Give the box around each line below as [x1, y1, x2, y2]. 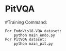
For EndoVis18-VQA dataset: [5, 28, 62, 33]
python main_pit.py [14, 41, 53, 46]
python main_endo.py [14, 33, 55, 38]
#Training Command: [5, 19, 47, 25]
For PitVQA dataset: [5, 37, 47, 42]
